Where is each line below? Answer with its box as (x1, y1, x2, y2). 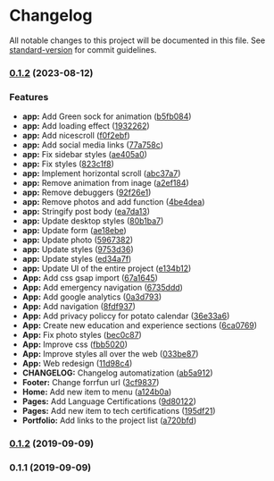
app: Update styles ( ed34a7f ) (21, 254, 132, 265)
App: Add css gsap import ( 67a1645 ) (21, 273, 159, 283)
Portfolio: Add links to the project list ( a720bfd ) (21, 415, 197, 426)
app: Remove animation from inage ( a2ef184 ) (21, 178, 189, 189)
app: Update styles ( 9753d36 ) (21, 244, 134, 255)
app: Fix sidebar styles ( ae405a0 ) (21, 149, 147, 160)
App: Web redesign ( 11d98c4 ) (21, 359, 133, 369)
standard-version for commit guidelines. (9, 44, 157, 55)
